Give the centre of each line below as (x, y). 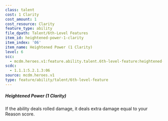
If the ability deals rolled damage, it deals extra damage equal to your (76, 108)
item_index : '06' (23, 43)
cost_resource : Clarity (30, 24)
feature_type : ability (29, 29)
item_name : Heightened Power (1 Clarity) (49, 47)
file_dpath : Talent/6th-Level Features (47, 33)
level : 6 (14, 52)
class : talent (20, 10)
